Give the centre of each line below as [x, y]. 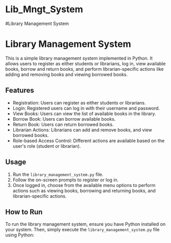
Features [20, 90]
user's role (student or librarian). [47, 146]
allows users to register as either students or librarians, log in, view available [86, 63]
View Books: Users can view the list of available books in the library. [84, 114]
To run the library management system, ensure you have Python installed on [86, 224]
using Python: [20, 235]
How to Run [24, 212]
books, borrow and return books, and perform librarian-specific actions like [84, 69]
